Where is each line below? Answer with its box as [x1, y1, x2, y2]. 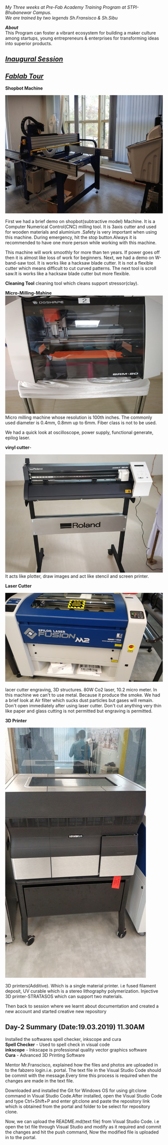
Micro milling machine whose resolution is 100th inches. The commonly [5, 415, 152, 421]
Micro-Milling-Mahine [5, 290, 52, 296]
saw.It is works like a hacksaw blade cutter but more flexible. [5, 271, 130, 277]
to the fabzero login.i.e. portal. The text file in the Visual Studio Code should [5, 1067, 161, 1073]
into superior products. [5, 41, 52, 47]
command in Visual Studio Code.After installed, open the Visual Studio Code [5, 1092, 162, 1098]
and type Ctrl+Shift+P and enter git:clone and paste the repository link [5, 1098, 150, 1104]
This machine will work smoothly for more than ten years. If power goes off [5, 250, 160, 256]
